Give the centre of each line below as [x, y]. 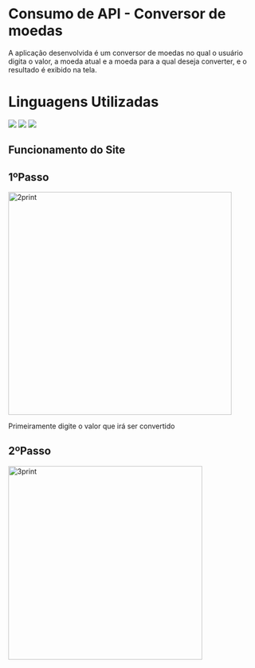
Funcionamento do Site [67, 150]
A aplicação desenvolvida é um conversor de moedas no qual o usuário [126, 53]
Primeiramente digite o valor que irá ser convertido [92, 426]
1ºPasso [29, 177]
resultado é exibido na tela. [53, 69]
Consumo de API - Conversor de [117, 14]
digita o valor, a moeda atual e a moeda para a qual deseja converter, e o [127, 61]
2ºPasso [30, 451]
